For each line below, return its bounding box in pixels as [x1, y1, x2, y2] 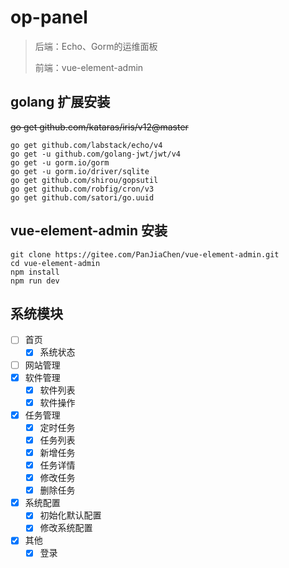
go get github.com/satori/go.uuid [10, 192, 155, 203]
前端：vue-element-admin [34, 61, 144, 73]
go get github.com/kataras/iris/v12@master [10, 121, 189, 133]
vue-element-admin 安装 [10, 222, 168, 240]
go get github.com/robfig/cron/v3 [10, 184, 155, 194]
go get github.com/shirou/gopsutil [10, 175, 159, 185]
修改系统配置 [39, 522, 93, 534]
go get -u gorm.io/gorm [10, 157, 110, 168]
